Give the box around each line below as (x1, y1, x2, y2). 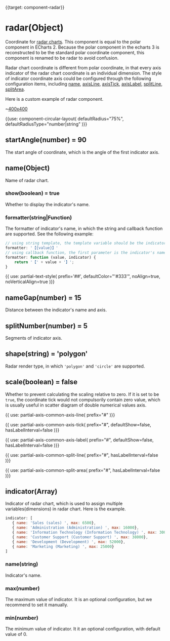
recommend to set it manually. (5, 602, 68, 608)
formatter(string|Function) (5, 214, 72, 221)
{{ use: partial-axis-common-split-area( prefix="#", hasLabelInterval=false (5, 467, 160, 473)
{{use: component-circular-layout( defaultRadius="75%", (5, 115, 124, 122)
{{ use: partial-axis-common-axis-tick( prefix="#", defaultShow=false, (5, 421, 152, 427)
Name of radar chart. (5, 177, 49, 183)
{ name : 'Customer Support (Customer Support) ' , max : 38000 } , (12, 534, 148, 540)
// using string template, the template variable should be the (5, 241, 144, 246)
